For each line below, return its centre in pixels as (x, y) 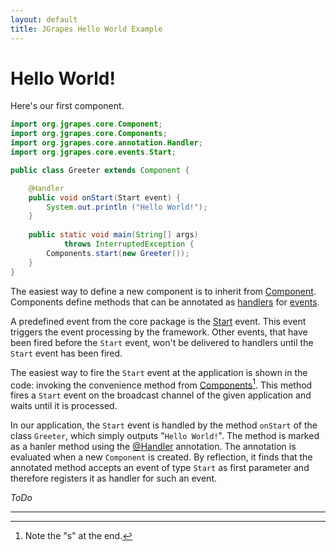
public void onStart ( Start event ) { (105, 197)
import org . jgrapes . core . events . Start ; (93, 152)
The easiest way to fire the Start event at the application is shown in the (159, 372)
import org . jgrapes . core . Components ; (89, 134)
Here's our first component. (67, 106)
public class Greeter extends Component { (100, 170)
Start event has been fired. (66, 353)
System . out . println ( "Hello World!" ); (127, 207)
